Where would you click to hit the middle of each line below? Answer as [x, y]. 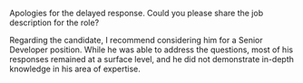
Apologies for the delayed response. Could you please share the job [137, 13]
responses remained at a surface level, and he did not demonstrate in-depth [152, 59]
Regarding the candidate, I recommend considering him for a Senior [136, 40]
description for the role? [54, 23]
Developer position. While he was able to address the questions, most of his [151, 50]
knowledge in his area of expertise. [75, 69]
